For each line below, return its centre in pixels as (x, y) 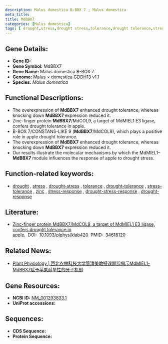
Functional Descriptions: (44, 98)
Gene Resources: (32, 286)
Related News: (28, 250)
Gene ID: (21, 61)
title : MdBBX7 (20, 19)
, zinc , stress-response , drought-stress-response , (86, 191)
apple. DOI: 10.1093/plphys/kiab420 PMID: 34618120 (69, 235)
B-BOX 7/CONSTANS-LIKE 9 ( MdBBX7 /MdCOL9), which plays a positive (87, 131)
